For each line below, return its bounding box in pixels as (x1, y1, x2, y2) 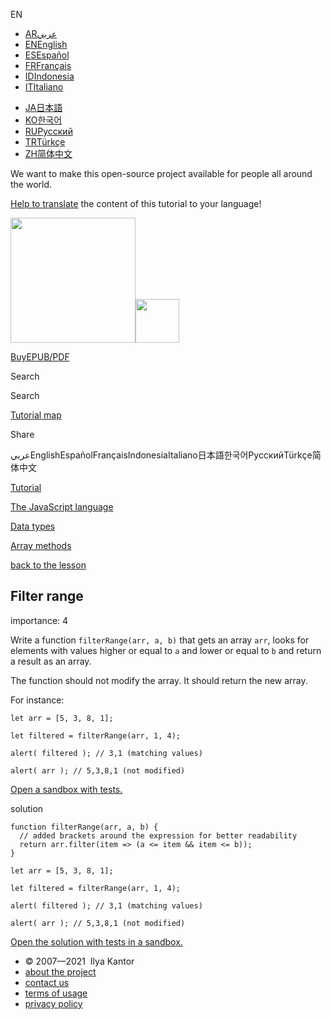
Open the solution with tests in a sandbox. (10, 935, 183, 948)
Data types (10, 520, 56, 532)
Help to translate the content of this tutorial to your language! (10, 198, 262, 209)
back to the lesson (10, 559, 87, 571)
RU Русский (24, 125, 73, 137)
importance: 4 (10, 614, 69, 626)
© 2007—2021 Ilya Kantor (24, 955, 135, 967)
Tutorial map (10, 409, 62, 421)
